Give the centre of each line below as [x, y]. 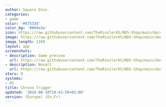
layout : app [17, 46]
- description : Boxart [28, 65]
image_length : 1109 [25, 42]
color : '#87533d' [23, 23]
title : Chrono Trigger [28, 88]
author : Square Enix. [27, 10]
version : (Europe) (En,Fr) [33, 97]
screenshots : [19, 51]
